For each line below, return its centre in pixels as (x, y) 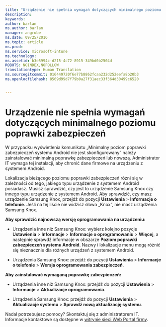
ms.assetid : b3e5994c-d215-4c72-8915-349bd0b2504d (59, 61)
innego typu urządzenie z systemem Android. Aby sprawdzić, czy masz (79, 194)
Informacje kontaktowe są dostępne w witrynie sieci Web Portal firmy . (77, 319)
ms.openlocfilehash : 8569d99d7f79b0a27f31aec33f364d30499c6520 (72, 79)
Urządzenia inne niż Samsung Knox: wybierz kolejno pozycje (75, 229)
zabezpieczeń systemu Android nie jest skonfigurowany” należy (71, 153)
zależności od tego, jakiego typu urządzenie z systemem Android (72, 183)
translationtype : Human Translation (43, 70)
